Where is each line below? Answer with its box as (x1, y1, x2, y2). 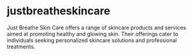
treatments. (7, 43, 36, 50)
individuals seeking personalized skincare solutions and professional (7, 36, 177, 44)
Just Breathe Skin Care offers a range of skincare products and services (7, 24, 186, 31)
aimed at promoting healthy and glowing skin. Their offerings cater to (7, 30, 179, 37)
